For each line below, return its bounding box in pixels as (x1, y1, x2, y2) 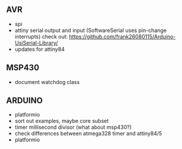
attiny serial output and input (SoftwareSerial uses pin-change (14, 27, 167, 34)
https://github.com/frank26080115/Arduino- (69, 33, 176, 40)
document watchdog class (14, 78, 80, 85)
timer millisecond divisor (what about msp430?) (14, 124, 132, 131)
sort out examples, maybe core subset (14, 118, 109, 125)
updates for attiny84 (14, 46, 65, 53)
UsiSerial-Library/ (14, 39, 58, 46)
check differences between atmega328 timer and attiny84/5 (14, 130, 162, 137)
